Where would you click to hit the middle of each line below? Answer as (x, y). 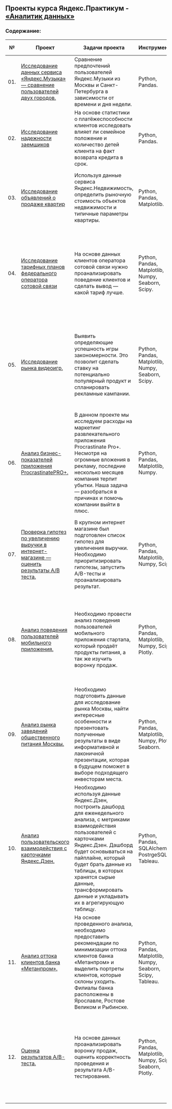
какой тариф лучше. (99, 292)
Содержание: (23, 31)
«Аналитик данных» (40, 17)
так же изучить (93, 659)
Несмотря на (91, 453)
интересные (89, 715)
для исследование (97, 702)
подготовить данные (100, 696)
